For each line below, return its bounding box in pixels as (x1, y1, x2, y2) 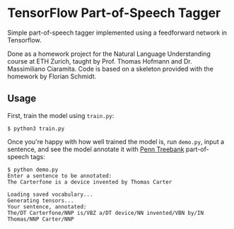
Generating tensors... (7, 196, 74, 204)
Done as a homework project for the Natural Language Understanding (7, 49, 211, 58)
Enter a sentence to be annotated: (7, 172, 112, 180)
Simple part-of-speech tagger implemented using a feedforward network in (7, 28, 228, 37)
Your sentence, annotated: (7, 203, 87, 210)
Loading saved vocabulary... (7, 191, 93, 198)
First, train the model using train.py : (7, 111, 115, 119)
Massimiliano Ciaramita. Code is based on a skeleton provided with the (7, 64, 213, 73)
